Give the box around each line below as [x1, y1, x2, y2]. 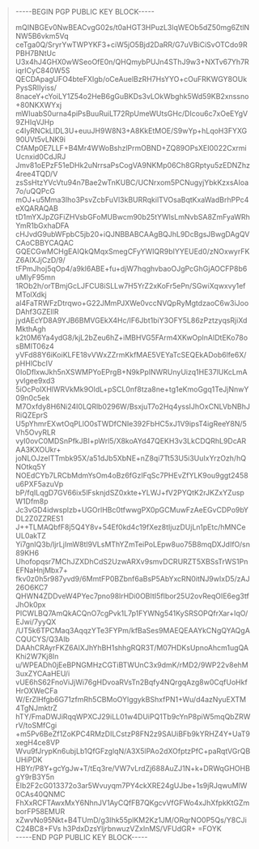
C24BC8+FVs [15, 824, 62, 834]
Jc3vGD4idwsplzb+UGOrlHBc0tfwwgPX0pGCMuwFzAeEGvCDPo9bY [15, 505, 248, 514]
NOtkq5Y [15, 462, 46, 471]
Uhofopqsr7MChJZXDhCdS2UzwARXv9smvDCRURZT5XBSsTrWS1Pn [15, 557, 248, 566]
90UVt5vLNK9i [15, 135, 66, 144]
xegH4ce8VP [15, 738, 60, 747]
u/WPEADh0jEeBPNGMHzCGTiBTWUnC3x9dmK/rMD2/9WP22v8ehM [15, 660, 248, 670]
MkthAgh [15, 324, 46, 333]
